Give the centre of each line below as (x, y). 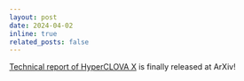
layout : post (33, 17)
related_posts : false (49, 42)
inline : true (33, 33)
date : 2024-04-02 (41, 26)
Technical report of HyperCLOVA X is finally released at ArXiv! (123, 67)
